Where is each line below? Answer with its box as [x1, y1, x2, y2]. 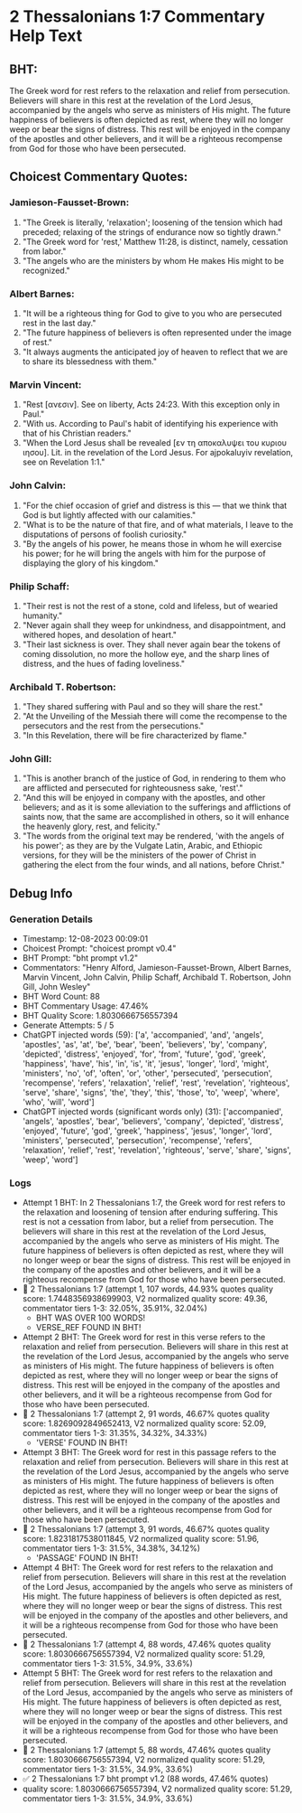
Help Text [9, 25, 83, 46]
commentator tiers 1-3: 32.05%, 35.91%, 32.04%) [22, 1303, 207, 1314]
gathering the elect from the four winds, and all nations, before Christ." [22, 860, 286, 870]
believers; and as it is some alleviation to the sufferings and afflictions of [22, 802, 291, 813]
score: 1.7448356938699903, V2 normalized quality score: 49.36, [22, 1293, 269, 1304]
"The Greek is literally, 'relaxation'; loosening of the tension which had [22, 217, 283, 228]
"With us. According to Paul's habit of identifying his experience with [22, 418, 279, 429]
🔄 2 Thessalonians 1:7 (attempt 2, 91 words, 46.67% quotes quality [22, 1408, 270, 1420]
